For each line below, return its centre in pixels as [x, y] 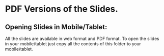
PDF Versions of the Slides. [62, 9]
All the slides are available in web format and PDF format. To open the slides [82, 38]
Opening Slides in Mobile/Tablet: [56, 27]
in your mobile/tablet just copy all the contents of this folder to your [73, 44]
